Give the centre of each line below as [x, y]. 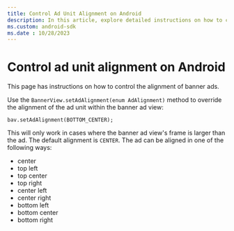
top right [30, 183]
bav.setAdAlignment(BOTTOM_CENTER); [60, 120]
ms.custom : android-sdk [42, 26]
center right [34, 198]
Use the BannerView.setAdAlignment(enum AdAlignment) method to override [115, 100]
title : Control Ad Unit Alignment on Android [74, 14]
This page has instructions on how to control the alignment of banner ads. [113, 87]
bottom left [33, 205]
